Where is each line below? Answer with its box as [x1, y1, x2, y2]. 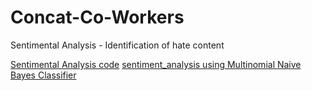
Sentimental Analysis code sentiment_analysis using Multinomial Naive [10, 58, 302, 70]
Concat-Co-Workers [10, 6, 185, 29]
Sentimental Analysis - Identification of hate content [10, 39, 225, 51]
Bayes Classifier [10, 69, 77, 81]
